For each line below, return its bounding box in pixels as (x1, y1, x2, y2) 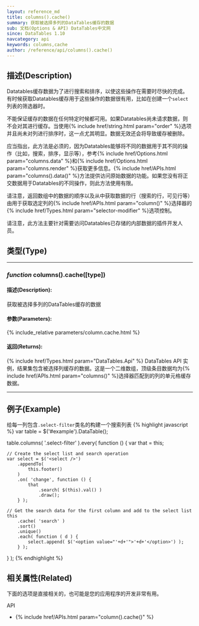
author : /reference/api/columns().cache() (6, 47, 113, 53)
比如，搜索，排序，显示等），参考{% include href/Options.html (17, 149, 168, 157)
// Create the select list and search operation (6, 451, 129, 456)
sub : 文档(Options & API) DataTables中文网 (6, 25, 111, 31)
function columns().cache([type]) (6, 271, 106, 279)
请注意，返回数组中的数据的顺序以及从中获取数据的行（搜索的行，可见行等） (6, 192, 193, 199)
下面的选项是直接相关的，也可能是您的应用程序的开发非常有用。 (6, 590, 162, 597)
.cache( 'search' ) (17, 518, 66, 524)
